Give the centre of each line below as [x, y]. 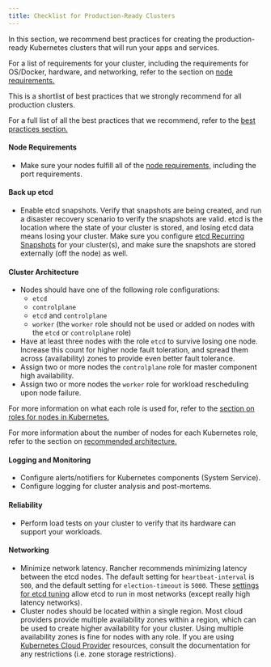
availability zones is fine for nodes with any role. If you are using [127, 636]
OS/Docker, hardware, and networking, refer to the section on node [121, 72]
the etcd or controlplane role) [82, 333]
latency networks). [51, 602]
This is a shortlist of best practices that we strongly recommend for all [125, 96]
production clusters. [42, 104]
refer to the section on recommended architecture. [93, 441]
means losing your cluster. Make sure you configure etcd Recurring [132, 236]
